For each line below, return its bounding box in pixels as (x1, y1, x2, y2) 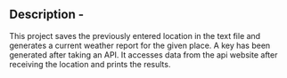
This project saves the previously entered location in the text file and (9, 30, 261, 41)
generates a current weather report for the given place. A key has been (9, 40, 271, 51)
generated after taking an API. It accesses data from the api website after (9, 49, 278, 60)
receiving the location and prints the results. (9, 58, 171, 69)
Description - (9, 7, 85, 22)
